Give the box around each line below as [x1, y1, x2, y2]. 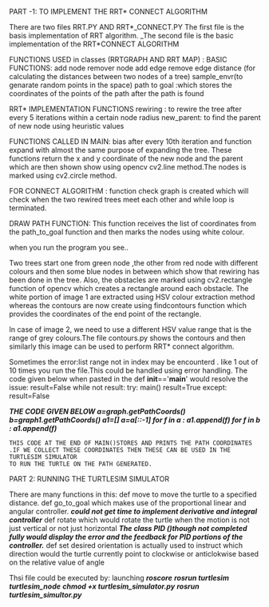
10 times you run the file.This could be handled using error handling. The [9, 365, 248, 375]
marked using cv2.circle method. [9, 171, 117, 180]
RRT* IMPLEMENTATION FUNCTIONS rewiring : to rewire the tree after [9, 104, 242, 114]
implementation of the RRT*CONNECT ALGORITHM [9, 39, 180, 49]
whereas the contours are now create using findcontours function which [9, 301, 247, 310]
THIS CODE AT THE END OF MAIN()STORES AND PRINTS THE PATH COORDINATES [9, 439, 252, 447]
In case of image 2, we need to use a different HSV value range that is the [9, 325, 252, 334]
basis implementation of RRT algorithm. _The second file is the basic [9, 31, 234, 40]
